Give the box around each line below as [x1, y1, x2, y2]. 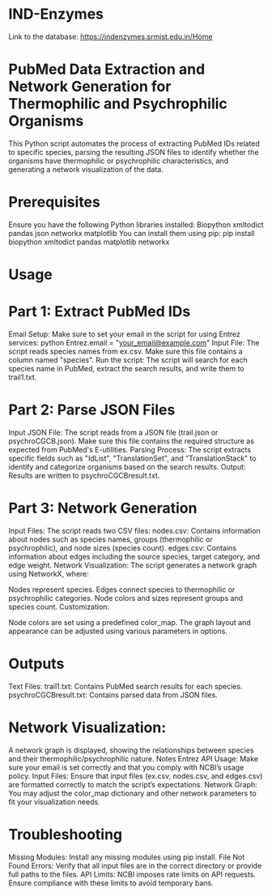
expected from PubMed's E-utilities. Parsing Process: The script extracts [8, 444, 252, 454]
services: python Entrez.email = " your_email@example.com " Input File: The [8, 337, 260, 347]
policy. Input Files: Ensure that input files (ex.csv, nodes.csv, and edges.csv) [8, 771, 263, 781]
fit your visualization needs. [8, 796, 100, 807]
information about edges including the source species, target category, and [8, 551, 261, 561]
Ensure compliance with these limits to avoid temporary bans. [8, 877, 214, 888]
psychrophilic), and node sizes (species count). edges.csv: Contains [8, 542, 237, 552]
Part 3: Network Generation [8, 499, 198, 517]
